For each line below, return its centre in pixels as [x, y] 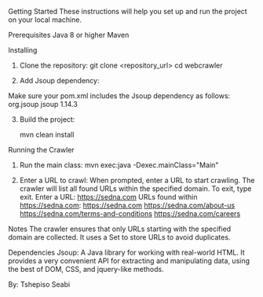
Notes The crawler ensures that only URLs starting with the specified [120, 229]
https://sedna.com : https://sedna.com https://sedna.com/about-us [127, 205]
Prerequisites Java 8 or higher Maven [69, 35]
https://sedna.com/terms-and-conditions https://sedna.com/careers [130, 214]
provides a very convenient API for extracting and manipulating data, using [129, 261]
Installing [23, 50]
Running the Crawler [41, 150]
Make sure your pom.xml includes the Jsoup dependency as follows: [119, 96]
